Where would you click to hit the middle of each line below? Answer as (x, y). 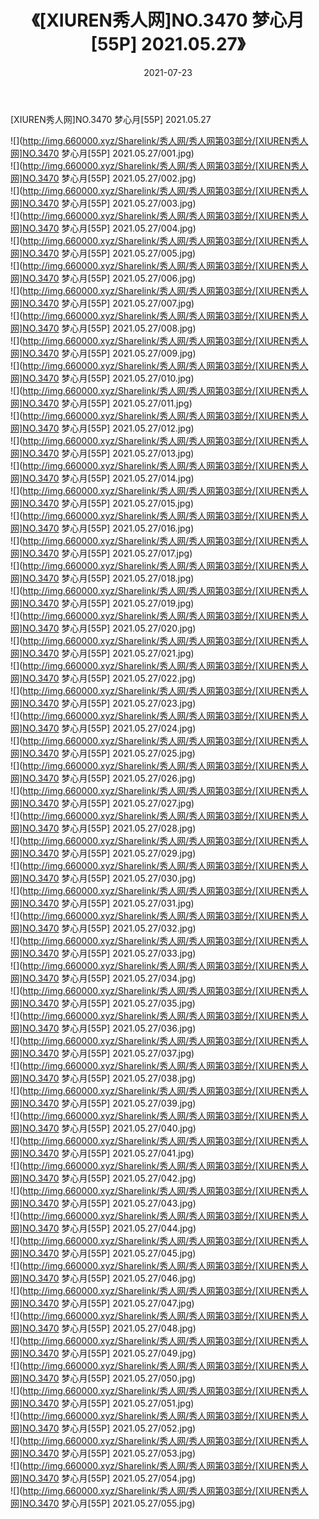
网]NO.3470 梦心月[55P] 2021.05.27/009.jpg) (103, 353)
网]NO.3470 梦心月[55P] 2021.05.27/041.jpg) (102, 1153)
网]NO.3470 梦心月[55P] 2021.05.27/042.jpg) (103, 1178)
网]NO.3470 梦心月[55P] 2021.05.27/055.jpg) (103, 1503)
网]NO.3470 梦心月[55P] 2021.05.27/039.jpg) (103, 1103)
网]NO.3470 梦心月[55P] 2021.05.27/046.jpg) (103, 1278)
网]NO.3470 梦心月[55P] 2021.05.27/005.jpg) (103, 253)
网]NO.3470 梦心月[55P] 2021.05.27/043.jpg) (103, 1203)
